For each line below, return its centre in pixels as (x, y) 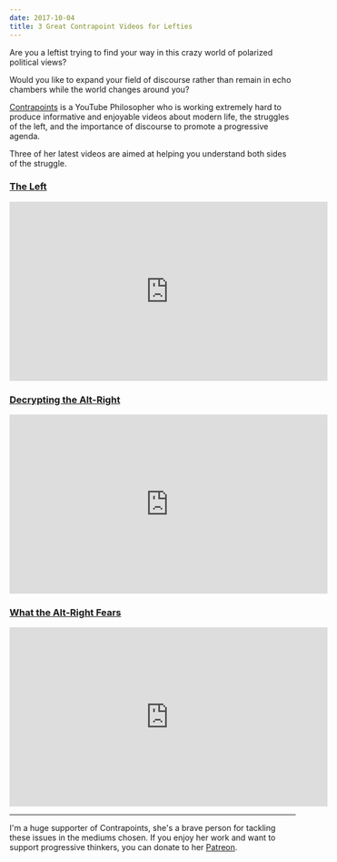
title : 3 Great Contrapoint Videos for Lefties (101, 26)
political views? (38, 62)
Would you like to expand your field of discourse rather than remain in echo (150, 79)
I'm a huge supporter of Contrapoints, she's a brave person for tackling (143, 828)
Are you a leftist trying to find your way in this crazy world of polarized (141, 52)
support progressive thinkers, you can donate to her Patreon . (124, 847)
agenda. (25, 136)
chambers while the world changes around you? (99, 89)
